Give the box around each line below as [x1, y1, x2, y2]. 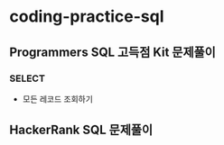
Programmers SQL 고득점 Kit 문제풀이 [9, 44, 217, 59]
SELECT [9, 72, 45, 85]
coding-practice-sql [9, 6, 164, 27]
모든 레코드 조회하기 [22, 93, 93, 104]
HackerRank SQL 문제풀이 [9, 122, 154, 138]
